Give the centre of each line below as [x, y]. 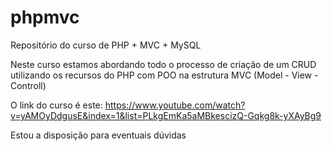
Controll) [28, 85]
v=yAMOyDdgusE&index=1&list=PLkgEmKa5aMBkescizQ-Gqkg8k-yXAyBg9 [166, 115]
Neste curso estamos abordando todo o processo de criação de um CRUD [163, 64]
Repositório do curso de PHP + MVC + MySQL [106, 45]
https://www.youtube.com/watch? [175, 105]
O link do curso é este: [56, 105]
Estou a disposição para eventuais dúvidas [98, 135]
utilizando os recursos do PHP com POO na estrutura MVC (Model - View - [164, 75]
